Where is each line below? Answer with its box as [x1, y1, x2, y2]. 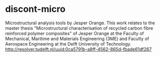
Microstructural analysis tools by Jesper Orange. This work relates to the [5, 20, 155, 26]
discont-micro [5, 3, 66, 15]
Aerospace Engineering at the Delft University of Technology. [5, 41, 131, 47]
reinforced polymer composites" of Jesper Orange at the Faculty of [5, 30, 144, 36]
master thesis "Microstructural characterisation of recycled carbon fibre [5, 25, 153, 31]
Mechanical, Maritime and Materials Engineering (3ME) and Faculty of [5, 36, 149, 42]
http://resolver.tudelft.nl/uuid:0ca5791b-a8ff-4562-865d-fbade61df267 [5, 46, 152, 52]
